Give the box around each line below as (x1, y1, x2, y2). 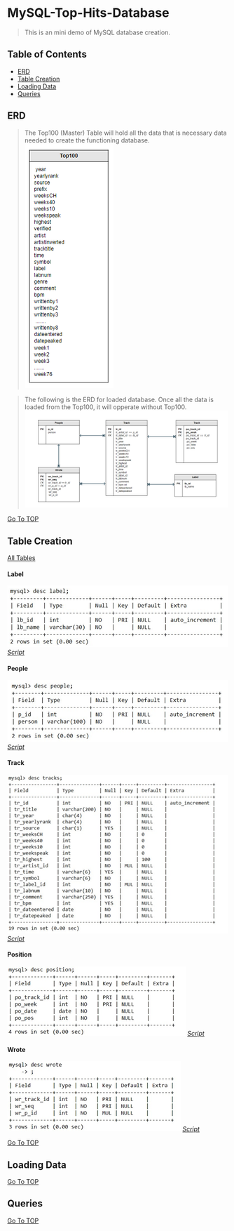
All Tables (7, 554, 36, 562)
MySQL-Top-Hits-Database (7, 5, 170, 21)
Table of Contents (7, 48, 88, 60)
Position (7, 950, 32, 959)
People (7, 664, 28, 672)
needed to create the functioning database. (24, 135, 150, 145)
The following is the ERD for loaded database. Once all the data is (24, 395, 214, 404)
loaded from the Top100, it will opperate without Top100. (24, 402, 187, 411)
